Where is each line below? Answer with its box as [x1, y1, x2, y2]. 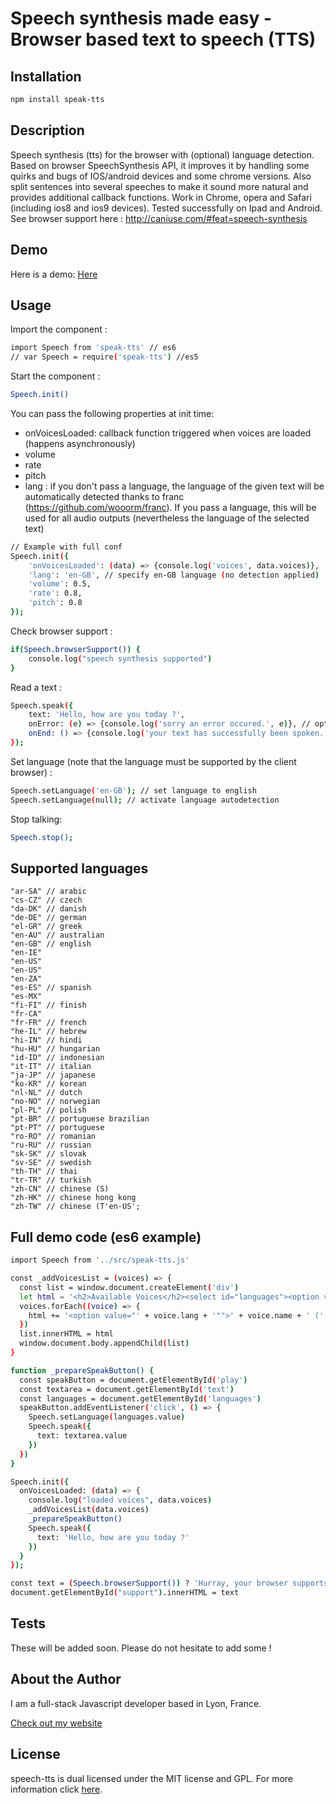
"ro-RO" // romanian [10, 1132, 97, 1142]
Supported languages [10, 860, 149, 877]
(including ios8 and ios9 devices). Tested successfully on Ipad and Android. [10, 202, 323, 214]
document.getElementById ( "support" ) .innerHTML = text [10, 1588, 240, 1598]
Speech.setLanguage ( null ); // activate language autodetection [10, 795, 280, 805]
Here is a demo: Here [10, 268, 98, 280]
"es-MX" [10, 992, 43, 1002]
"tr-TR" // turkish [10, 1175, 92, 1186]
